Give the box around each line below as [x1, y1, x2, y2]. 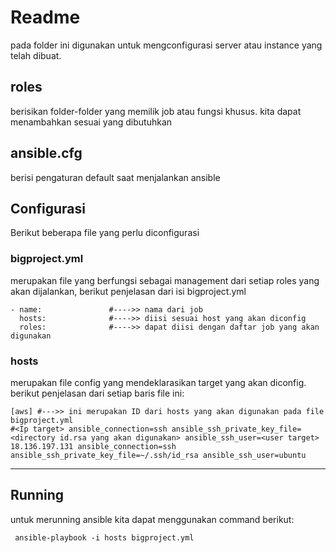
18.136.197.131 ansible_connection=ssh [10, 441, 177, 451]
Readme [10, 6, 81, 29]
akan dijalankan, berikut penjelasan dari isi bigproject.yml [10, 285, 247, 297]
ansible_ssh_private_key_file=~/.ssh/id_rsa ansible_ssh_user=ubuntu [10, 450, 307, 460]
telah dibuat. [10, 49, 62, 61]
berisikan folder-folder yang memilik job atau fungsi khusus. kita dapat [10, 105, 302, 117]
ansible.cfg [10, 145, 83, 162]
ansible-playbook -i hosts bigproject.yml [14, 532, 195, 543]
